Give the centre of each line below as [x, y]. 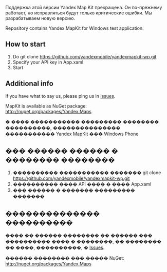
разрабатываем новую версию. [40, 18]
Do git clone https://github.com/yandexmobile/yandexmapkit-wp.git [85, 56]
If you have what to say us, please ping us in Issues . [60, 96]
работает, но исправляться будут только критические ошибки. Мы [79, 13]
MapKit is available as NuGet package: [46, 106]
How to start [25, 44]
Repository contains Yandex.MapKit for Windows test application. [75, 28]
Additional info [30, 84]
